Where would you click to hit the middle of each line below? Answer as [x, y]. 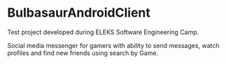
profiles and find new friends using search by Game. [83, 53]
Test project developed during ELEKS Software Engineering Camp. [103, 32]
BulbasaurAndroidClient [79, 13]
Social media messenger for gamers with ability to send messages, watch [113, 45]
